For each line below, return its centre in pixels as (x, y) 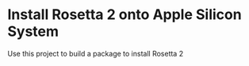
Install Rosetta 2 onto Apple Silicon (125, 15)
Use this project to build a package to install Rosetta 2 (96, 53)
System (33, 31)
